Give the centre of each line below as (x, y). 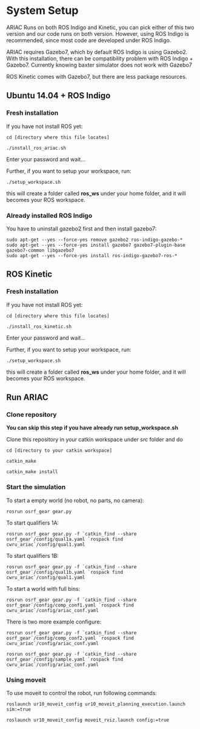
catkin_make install (32, 472)
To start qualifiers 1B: (32, 556)
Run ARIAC (27, 397)
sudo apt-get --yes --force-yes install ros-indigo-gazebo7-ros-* (92, 255)
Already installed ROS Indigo (49, 215)
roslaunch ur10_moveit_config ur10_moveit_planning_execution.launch (96, 704)
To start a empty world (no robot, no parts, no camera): (75, 500)
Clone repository (32, 414)
